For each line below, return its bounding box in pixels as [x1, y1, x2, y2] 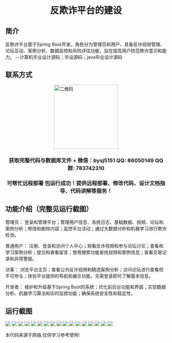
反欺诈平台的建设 [50, 5, 122, 16]
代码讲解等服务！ [70, 187, 113, 194]
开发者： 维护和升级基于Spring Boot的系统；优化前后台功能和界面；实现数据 [5, 284, 166, 290]
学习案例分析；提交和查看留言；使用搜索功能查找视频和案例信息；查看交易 [5, 249, 162, 255]
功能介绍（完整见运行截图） [5, 205, 93, 213]
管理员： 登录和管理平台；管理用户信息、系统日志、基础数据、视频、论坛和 [5, 219, 164, 226]
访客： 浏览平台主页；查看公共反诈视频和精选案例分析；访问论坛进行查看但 [5, 267, 164, 273]
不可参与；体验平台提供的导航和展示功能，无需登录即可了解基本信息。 [5, 273, 154, 279]
